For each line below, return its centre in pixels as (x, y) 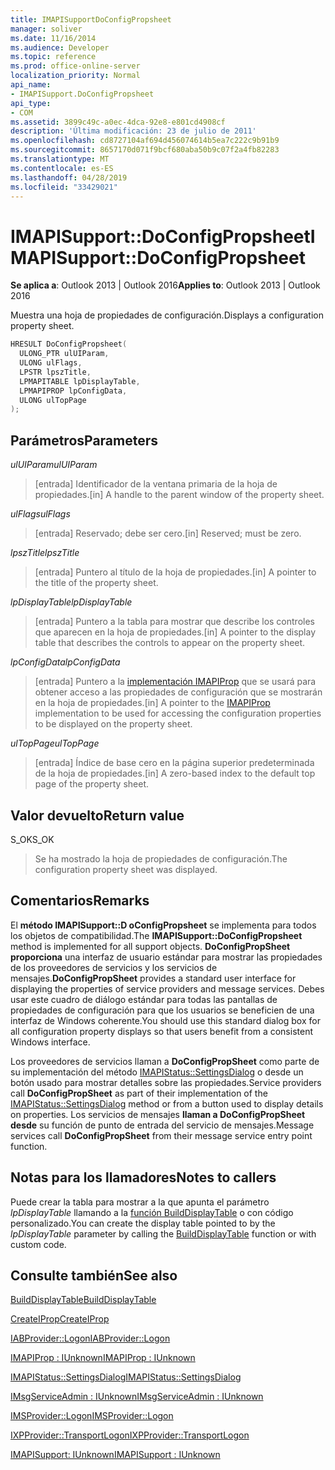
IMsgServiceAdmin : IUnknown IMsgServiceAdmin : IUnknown (137, 1397)
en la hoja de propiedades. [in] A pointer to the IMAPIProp (152, 703)
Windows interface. (50, 1042)
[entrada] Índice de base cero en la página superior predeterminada (174, 763)
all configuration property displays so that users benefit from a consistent (161, 1031)
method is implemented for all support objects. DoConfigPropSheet (150, 946)
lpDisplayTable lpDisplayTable (71, 602)
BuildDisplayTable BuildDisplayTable (83, 1300)
